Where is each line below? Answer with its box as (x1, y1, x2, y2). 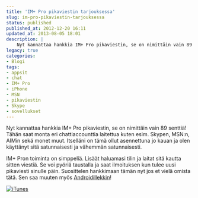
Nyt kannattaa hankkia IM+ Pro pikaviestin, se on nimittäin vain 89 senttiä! (6, 124, 187, 131)
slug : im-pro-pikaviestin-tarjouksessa (6, 14, 105, 20)
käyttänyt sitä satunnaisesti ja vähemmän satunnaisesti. (6, 143, 142, 150)
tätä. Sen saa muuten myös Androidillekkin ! (6, 174, 111, 181)
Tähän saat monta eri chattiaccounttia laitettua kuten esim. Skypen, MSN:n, (6, 131, 190, 138)
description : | (6, 36, 44, 42)
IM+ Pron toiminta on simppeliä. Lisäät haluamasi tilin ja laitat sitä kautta (6, 155, 181, 162)
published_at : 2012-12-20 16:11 (6, 25, 86, 32)
